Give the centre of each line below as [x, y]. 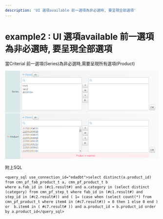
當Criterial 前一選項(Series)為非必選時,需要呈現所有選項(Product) [70, 63]
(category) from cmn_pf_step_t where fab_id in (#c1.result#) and [74, 192]
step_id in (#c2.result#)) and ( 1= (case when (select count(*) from [78, 197]
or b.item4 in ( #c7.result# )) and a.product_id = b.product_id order [81, 207]
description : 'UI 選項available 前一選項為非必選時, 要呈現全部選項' [71, 10]
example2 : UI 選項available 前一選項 [80, 36]
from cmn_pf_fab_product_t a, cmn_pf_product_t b [57, 182]
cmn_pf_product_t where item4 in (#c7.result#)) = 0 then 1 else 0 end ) [82, 202]
